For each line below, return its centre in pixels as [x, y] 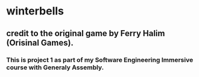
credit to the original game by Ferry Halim [86, 33]
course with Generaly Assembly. [55, 67]
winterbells [35, 11]
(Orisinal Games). [40, 42]
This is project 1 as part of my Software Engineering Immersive [100, 60]
